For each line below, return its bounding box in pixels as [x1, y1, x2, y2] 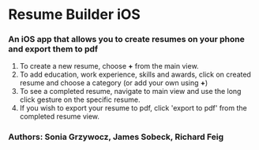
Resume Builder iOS [8, 6, 141, 24]
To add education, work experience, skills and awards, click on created [19, 69, 251, 80]
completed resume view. [19, 112, 100, 122]
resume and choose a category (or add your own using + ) [19, 78, 208, 88]
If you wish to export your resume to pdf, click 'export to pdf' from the [19, 103, 247, 113]
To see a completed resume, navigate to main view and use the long [19, 87, 242, 96]
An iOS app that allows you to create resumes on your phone [8, 34, 245, 45]
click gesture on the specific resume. [19, 95, 141, 104]
